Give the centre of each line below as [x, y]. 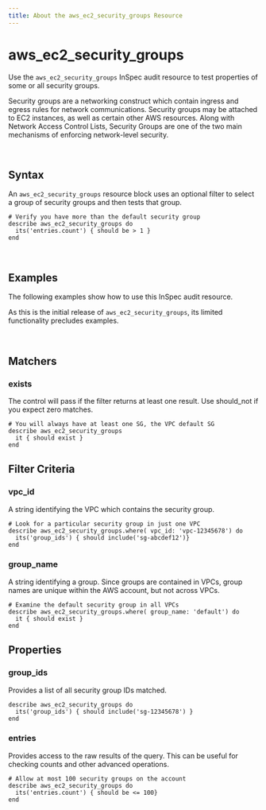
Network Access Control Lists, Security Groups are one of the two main [125, 126]
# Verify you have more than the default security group [104, 217]
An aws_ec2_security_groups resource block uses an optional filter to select [131, 194]
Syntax [26, 174]
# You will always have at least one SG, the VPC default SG [112, 424]
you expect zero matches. [51, 409]
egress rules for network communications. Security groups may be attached [133, 109]
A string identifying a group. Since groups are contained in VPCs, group [125, 582]
